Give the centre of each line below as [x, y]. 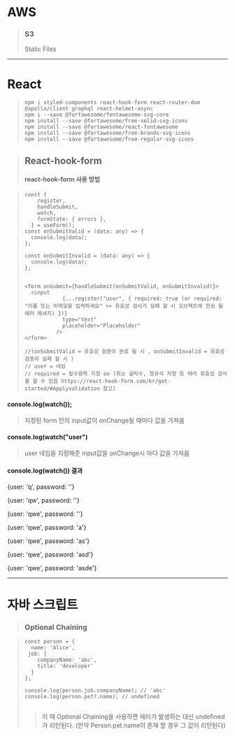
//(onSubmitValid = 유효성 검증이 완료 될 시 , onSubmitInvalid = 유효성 [124, 352]
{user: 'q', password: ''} [41, 486]
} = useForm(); [53, 225]
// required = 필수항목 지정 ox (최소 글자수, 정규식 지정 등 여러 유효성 [119, 374]
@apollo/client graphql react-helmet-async [89, 109]
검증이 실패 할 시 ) [49, 359]
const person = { [50, 642]
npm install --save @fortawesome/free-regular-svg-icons [109, 139]
